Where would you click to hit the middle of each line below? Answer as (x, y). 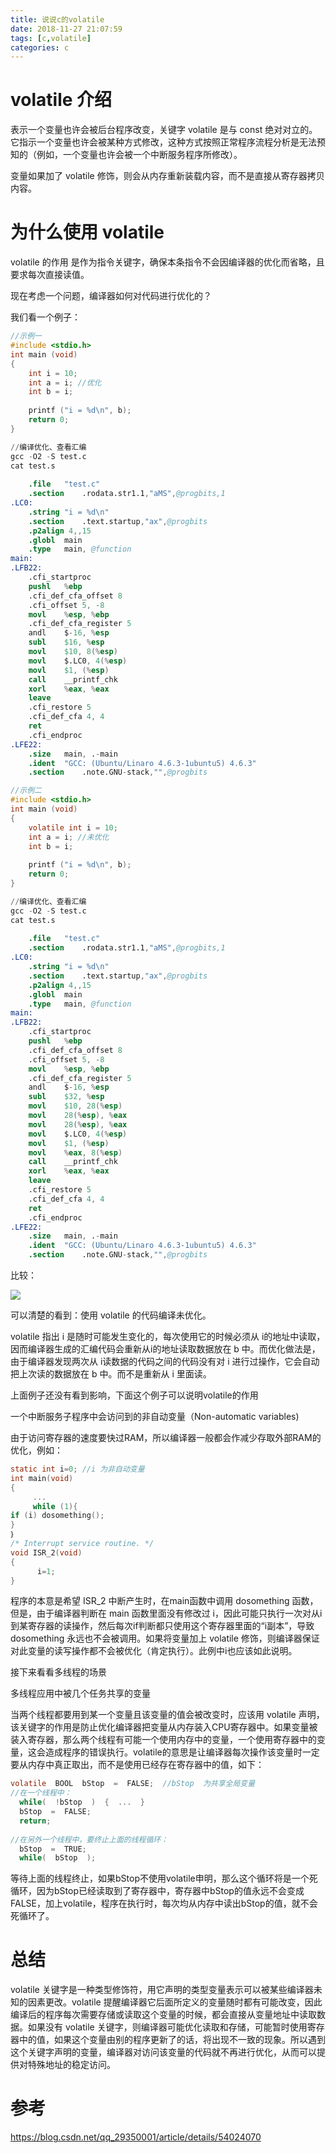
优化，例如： (36, 1450)
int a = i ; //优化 (65, 382)
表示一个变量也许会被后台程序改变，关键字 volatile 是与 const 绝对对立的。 (164, 130)
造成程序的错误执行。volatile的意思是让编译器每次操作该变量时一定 (182, 1752)
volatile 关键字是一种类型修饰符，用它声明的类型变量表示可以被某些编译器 (162, 1990)
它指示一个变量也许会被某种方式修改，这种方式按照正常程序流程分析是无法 (163, 142)
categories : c (40, 47)
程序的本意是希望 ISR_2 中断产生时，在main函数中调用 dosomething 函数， (164, 1601)
